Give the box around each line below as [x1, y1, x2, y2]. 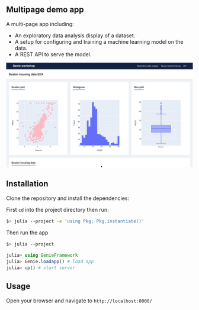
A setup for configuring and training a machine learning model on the [14, 38, 184, 45]
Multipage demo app [6, 5, 84, 15]
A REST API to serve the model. [14, 50, 92, 58]
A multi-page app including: [6, 20, 74, 27]
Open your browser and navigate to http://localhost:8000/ [6, 297, 153, 304]
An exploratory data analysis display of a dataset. [14, 32, 136, 39]
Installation [6, 179, 49, 189]
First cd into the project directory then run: [6, 206, 109, 213]
